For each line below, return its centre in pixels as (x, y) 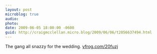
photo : (12, 23)
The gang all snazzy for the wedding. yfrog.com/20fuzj (62, 46)
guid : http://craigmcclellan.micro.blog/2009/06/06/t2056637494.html (79, 32)
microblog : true (22, 14)
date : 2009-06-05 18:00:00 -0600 (40, 28)
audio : (12, 19)
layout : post (19, 10)
